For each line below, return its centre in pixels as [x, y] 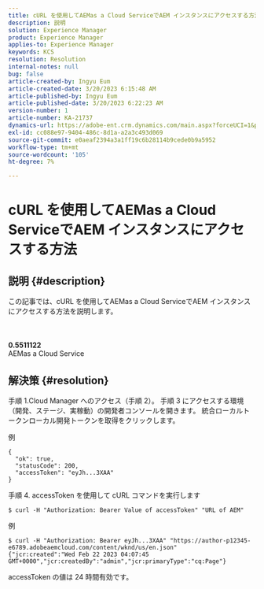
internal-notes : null [44, 67]
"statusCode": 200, [47, 465]
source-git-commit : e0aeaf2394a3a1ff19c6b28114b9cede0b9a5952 [112, 140]
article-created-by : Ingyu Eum [59, 81]
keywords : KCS [31, 52]
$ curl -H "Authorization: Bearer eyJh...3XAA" [88, 540]
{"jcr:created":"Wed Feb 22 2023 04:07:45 [79, 554]
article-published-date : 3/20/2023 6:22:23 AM [86, 103]
